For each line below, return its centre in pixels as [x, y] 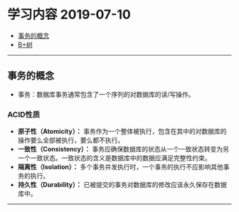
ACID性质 [24, 115]
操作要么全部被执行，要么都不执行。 [71, 140]
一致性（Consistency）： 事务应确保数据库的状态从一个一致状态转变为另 [123, 149]
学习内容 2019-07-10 [69, 15]
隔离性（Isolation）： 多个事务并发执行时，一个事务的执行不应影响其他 [121, 167]
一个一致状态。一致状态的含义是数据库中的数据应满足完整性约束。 [114, 158]
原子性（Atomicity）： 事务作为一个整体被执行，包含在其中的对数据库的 [122, 132]
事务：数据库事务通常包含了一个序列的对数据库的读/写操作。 [106, 94]
